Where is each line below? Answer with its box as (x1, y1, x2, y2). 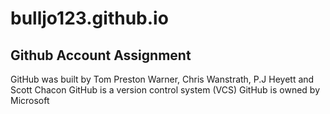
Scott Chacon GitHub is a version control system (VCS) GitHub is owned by (10, 84, 321, 96)
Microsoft (10, 95, 50, 106)
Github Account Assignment (10, 47, 192, 64)
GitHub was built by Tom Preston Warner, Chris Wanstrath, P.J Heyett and (10, 73, 315, 85)
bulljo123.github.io (10, 7, 169, 30)
